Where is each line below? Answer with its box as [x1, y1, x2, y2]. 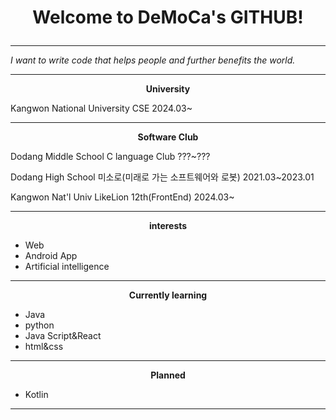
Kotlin [24, 389, 49, 401]
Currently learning [128, 289, 208, 301]
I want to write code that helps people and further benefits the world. [10, 54, 296, 66]
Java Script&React [24, 330, 102, 342]
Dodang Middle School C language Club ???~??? [10, 151, 211, 163]
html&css [24, 341, 64, 353]
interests [148, 220, 188, 232]
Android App [24, 250, 78, 262]
